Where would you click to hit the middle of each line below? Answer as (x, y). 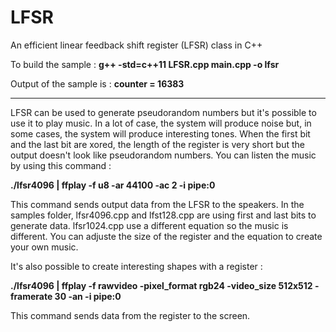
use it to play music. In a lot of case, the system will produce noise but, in (161, 123)
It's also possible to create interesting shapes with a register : (136, 266)
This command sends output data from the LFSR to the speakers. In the (157, 204)
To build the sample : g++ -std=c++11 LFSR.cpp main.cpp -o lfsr (145, 64)
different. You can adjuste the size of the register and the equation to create (166, 236)
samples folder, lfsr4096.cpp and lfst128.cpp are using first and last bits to (163, 215)
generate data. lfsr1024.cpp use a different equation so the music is (149, 225)
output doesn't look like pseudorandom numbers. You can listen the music (163, 155)
